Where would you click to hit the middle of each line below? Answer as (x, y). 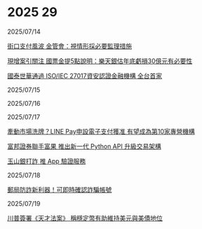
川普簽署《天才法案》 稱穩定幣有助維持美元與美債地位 (85, 218)
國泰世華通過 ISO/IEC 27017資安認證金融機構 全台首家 (85, 76)
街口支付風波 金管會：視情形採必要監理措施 (69, 46)
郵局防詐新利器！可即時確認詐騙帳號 (60, 189)
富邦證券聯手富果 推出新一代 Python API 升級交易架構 (84, 146)
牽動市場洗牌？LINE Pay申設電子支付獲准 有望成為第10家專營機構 (101, 131)
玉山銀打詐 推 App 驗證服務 (47, 161)
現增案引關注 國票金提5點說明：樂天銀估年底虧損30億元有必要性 (100, 61)
